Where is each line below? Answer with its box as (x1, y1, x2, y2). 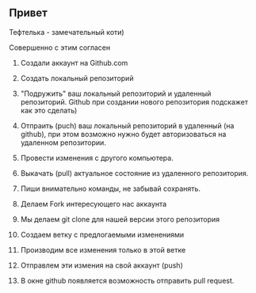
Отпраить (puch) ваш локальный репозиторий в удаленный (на (20, 120, 235, 130)
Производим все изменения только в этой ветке (20, 245, 186, 254)
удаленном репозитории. (20, 138, 106, 147)
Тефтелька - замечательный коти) (9, 27, 125, 36)
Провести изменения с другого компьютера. (20, 153, 174, 162)
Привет (9, 6, 48, 20)
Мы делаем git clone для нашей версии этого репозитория (20, 214, 220, 224)
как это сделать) (20, 105, 78, 115)
